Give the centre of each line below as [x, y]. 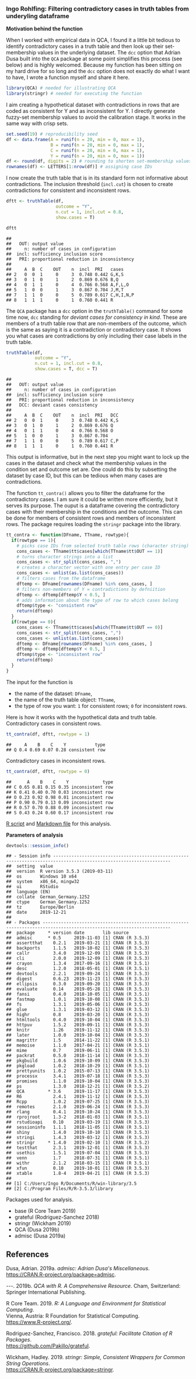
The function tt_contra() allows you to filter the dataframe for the [85, 493]
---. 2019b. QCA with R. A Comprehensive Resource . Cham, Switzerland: [93, 1286]
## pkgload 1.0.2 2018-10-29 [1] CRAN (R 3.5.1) [78, 1066]
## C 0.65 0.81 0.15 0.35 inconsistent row [60, 787]
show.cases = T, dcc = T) [66, 369]
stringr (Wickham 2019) [43, 1223]
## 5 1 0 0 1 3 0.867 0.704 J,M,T [65, 290]
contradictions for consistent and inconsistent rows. [69, 190]
